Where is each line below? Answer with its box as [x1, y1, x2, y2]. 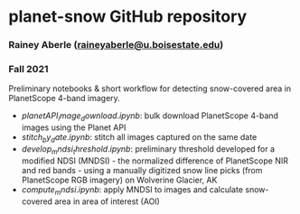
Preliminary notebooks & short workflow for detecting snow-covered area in [8, 83, 291, 94]
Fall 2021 [8, 63, 49, 76]
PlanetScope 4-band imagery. [8, 93, 121, 104]
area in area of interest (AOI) [54, 196, 160, 207]
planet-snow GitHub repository [8, 6, 248, 27]
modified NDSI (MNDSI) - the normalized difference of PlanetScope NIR [21, 155, 288, 166]
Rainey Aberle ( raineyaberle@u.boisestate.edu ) [8, 39, 224, 51]
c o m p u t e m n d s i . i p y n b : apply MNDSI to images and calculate [21, 183, 244, 197]
